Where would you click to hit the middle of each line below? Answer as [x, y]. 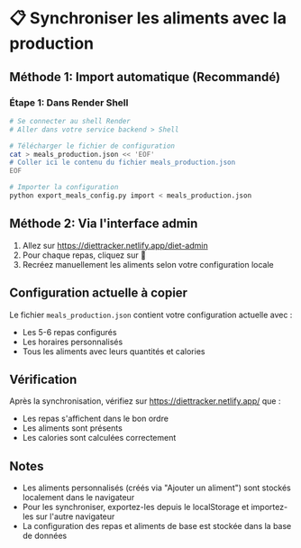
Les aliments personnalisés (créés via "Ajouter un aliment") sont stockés [156, 488]
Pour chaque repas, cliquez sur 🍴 [84, 255]
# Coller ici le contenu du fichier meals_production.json [123, 163]
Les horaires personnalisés [73, 342]
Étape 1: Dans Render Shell [69, 103]
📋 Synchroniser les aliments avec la [148, 18]
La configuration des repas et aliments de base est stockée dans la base [157, 526]
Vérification [43, 379]
